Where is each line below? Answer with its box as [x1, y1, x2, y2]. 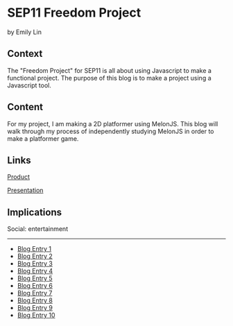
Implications [7, 206, 62, 218]
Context [7, 48, 43, 60]
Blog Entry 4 [17, 267, 53, 275]
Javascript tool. [7, 81, 52, 89]
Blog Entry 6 [17, 282, 53, 290]
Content [7, 101, 44, 113]
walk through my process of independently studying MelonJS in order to [7, 127, 214, 135]
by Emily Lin [7, 28, 42, 36]
